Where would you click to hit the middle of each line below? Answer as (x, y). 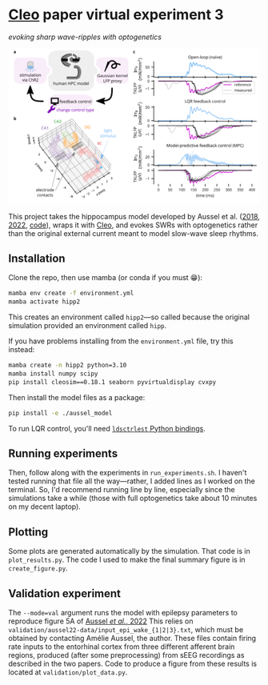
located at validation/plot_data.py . (68, 672)
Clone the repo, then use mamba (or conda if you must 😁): (105, 278)
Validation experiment (65, 593)
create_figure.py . (38, 568)
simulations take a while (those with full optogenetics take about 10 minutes (133, 499)
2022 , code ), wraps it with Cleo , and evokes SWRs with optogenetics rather (133, 225)
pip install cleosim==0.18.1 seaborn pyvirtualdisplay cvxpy (112, 382)
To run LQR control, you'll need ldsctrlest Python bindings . (107, 428)
